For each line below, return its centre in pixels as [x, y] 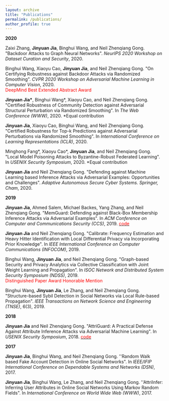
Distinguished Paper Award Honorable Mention [54, 281]
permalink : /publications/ [34, 19]
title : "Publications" [29, 15]
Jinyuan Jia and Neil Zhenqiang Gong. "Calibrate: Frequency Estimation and [84, 234]
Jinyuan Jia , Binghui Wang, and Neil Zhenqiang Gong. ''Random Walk [78, 357]
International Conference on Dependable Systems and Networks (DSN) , [80, 367]
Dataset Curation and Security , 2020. [44, 59]
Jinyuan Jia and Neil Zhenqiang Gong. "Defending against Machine [75, 172]
